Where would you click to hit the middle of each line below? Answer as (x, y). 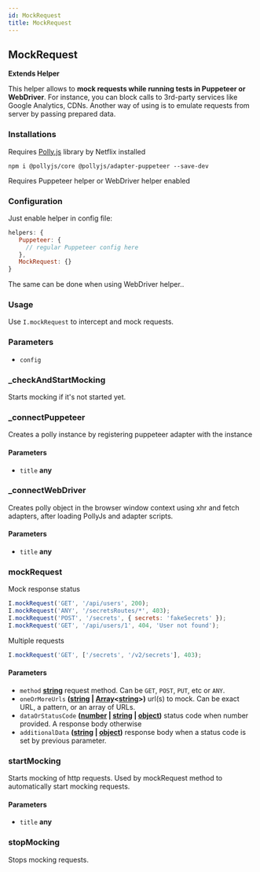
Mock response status (44, 589)
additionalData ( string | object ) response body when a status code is (132, 732)
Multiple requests (36, 640)
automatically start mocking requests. (69, 787)
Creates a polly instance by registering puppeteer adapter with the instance (130, 435)
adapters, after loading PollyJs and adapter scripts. (91, 516)
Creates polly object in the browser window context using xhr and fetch (124, 507)
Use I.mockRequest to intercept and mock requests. (91, 322)
